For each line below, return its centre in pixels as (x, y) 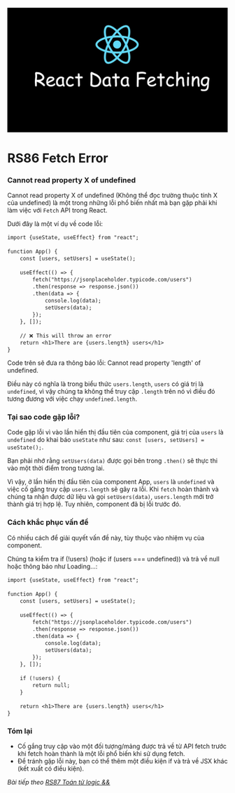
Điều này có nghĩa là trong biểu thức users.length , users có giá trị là (106, 384)
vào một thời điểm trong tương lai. (56, 468)
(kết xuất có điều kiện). (51, 768)
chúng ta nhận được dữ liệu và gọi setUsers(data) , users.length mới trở (111, 497)
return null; (51, 685)
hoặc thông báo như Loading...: (52, 566)
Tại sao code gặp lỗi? (44, 417)
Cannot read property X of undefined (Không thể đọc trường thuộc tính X (113, 195)
